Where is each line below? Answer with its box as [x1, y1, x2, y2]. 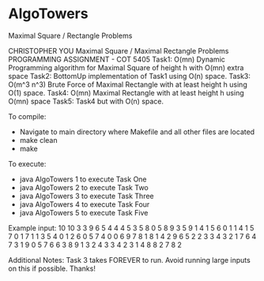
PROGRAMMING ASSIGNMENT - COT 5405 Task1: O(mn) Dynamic [8, 54, 225, 64]
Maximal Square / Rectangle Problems [8, 31, 133, 40]
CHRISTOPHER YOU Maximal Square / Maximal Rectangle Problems [8, 46, 229, 55]
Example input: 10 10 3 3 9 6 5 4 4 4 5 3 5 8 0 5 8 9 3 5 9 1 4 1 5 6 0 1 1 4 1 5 [8, 223, 255, 233]
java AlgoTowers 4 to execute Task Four [19, 199, 150, 209]
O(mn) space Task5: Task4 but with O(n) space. [8, 96, 164, 106]
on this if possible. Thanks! [8, 264, 96, 273]
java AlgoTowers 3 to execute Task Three [19, 191, 154, 200]
